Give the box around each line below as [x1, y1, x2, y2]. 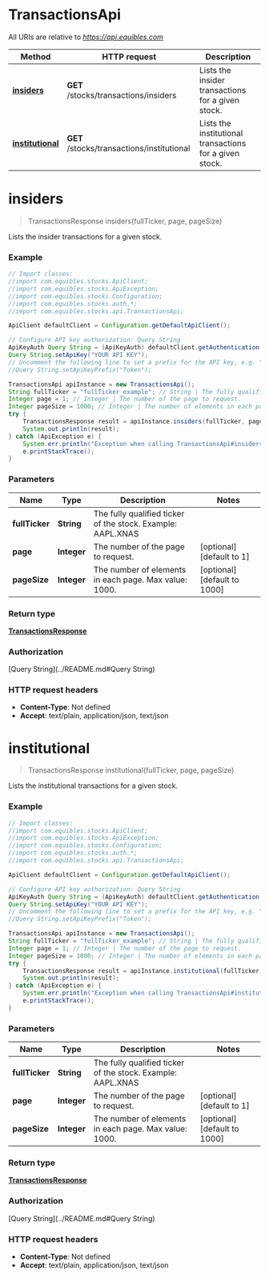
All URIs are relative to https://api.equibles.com [8, 32, 164, 42]
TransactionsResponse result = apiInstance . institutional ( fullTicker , [22, 967, 263, 975]
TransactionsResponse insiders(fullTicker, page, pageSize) [27, 216, 223, 226]
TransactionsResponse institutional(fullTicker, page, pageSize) [27, 766, 235, 775]
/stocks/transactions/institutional [66, 143, 191, 154]
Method [20, 50, 51, 62]
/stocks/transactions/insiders [66, 90, 177, 101]
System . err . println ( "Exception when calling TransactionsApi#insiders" [22, 440, 267, 448]
